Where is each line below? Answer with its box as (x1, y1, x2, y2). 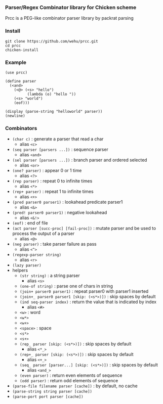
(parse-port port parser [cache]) (12, 395, 83, 400)
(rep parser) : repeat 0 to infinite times (12, 178, 92, 184)
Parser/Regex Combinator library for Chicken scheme (5, 4, 137, 11)
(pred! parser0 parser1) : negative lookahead (12, 210, 107, 216)
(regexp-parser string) (12, 253, 62, 258)
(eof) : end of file (12, 220, 48, 226)
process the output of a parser (12, 230, 75, 236)
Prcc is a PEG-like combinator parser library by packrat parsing (5, 15, 134, 21)
